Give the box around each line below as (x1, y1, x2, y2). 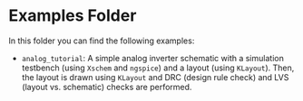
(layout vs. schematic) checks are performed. (21, 81, 192, 92)
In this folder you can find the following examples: (8, 35, 195, 46)
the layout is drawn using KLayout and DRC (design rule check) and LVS (21, 71, 289, 82)
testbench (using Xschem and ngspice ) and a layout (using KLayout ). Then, (21, 62, 295, 73)
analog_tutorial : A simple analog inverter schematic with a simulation (21, 52, 285, 63)
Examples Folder (8, 5, 137, 26)
